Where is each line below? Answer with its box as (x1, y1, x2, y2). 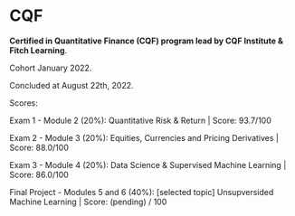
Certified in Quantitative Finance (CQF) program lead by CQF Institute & (9, 35, 283, 46)
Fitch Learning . (9, 44, 68, 55)
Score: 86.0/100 (9, 169, 70, 180)
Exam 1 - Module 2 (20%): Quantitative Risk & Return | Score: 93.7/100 (9, 115, 271, 126)
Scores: (9, 97, 38, 108)
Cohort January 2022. (9, 62, 92, 73)
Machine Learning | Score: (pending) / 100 (9, 196, 167, 207)
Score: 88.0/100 (9, 142, 70, 153)
